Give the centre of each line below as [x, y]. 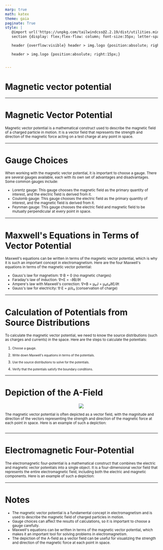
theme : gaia [17, 18]
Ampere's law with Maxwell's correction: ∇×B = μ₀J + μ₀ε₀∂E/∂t [66, 284]
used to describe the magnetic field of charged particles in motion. [68, 517]
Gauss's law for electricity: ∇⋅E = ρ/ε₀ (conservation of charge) [65, 288]
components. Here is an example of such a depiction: [50, 476]
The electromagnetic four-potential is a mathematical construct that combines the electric [81, 463]
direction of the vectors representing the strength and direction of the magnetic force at [79, 419]
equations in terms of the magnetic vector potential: [49, 267]
